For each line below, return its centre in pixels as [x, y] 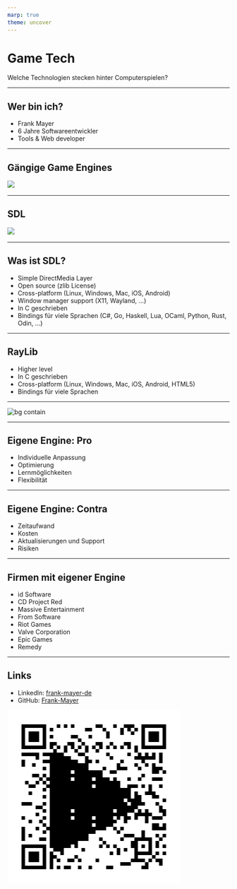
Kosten [28, 534]
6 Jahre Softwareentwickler [58, 131]
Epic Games [35, 639]
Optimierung [36, 465]
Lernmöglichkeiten [44, 473]
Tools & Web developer [51, 139]
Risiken [28, 548]
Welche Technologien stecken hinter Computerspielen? [87, 78]
